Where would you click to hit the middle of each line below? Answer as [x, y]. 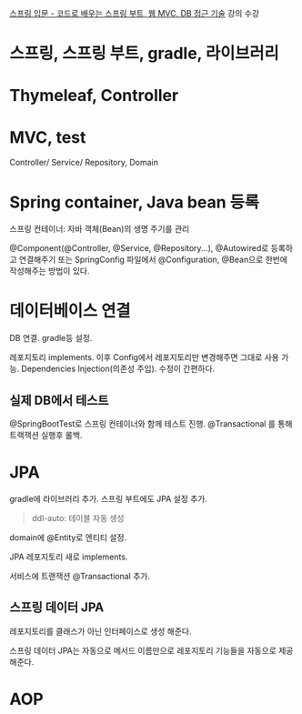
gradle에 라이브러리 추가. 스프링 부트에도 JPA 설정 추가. [108, 498]
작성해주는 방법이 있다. [50, 271]
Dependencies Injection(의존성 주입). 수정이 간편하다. [118, 369]
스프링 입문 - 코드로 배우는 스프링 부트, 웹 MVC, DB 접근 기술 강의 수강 [135, 13]
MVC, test [48, 137]
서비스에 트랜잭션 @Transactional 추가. [80, 576]
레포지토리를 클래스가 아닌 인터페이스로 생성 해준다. [101, 631]
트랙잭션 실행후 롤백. [46, 435]
